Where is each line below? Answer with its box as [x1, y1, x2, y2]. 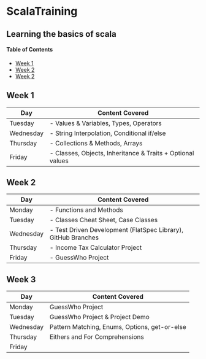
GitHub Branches [49, 233, 99, 242]
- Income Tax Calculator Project [49, 244, 142, 252]
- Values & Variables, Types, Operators [49, 118, 162, 127]
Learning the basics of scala [6, 29, 116, 39]
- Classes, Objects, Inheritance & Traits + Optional [49, 149, 194, 157]
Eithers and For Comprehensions [49, 333, 144, 341]
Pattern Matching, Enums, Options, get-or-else [49, 323, 187, 331]
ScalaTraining [6, 4, 78, 18]
